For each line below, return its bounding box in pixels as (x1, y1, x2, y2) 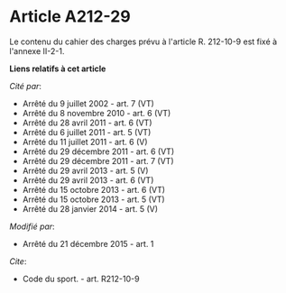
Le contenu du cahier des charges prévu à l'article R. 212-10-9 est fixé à (9, 36, 278, 47)
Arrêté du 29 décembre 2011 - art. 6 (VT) (22, 146, 175, 157)
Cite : (9, 255, 27, 267)
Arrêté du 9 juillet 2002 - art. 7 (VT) (22, 97, 155, 109)
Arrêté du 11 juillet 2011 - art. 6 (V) (22, 136, 148, 147)
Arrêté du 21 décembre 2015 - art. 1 (22, 238, 154, 249)
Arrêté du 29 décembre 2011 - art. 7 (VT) (22, 155, 174, 166)
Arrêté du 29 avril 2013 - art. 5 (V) (22, 165, 149, 176)
